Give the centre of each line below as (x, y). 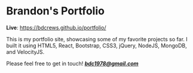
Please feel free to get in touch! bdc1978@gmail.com (72, 63)
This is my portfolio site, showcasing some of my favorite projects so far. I (97, 39)
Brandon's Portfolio (55, 11)
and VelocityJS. (25, 51)
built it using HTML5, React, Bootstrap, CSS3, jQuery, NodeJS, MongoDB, (96, 45)
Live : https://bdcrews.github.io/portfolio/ (56, 28)
